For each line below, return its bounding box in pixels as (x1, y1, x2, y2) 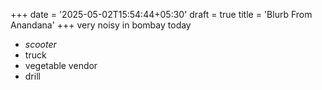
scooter (24, 39, 57, 50)
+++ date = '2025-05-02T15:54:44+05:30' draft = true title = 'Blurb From (10, 9, 313, 20)
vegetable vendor (24, 60, 98, 71)
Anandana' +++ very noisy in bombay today (10, 19, 192, 31)
